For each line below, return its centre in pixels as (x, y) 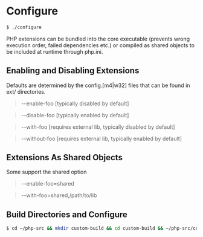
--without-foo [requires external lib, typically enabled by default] (101, 138)
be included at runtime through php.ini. (55, 51)
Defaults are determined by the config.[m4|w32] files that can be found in (98, 85)
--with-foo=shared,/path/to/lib (59, 195)
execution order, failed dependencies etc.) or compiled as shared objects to (101, 45)
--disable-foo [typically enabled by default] (75, 115)
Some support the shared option (47, 172)
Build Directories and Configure (67, 214)
